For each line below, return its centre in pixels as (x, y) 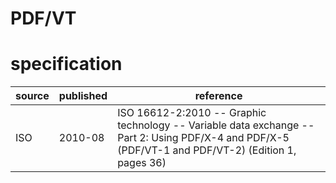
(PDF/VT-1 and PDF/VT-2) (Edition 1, (207, 150)
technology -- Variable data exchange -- (216, 125)
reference (218, 96)
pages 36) (142, 163)
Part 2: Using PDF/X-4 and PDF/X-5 (203, 138)
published (83, 96)
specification (66, 64)
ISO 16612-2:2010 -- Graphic (192, 113)
